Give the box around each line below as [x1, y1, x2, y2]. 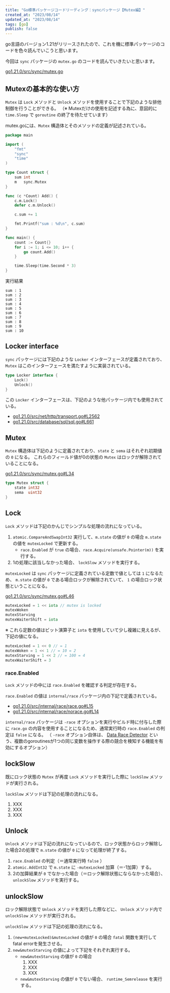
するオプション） [14, 744, 50, 750]
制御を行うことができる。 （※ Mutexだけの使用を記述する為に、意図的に [5, 105, 157, 111]
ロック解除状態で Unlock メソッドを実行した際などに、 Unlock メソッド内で [5, 906, 163, 913]
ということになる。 [9, 583, 50, 589]
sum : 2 [5, 292, 22, 298]
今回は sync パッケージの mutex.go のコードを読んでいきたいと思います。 [5, 58, 158, 64]
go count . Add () [23, 249, 56, 255]
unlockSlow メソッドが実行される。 [5, 913, 79, 919]
